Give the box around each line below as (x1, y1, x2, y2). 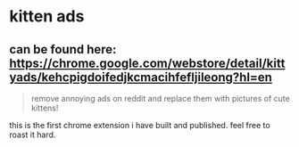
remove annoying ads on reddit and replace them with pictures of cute (30, 94, 290, 103)
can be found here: (9, 42, 117, 57)
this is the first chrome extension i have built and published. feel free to (9, 120, 270, 130)
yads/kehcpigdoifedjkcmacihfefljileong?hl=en (9, 69, 272, 85)
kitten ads (9, 6, 85, 27)
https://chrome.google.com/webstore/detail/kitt (9, 55, 286, 70)
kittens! (30, 102, 59, 113)
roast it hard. (9, 129, 56, 140)
